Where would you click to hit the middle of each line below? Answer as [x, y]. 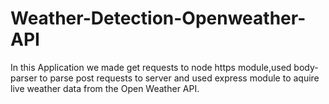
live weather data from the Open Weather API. [105, 88]
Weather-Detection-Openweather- [158, 18]
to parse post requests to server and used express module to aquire [179, 78]
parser [24, 78]
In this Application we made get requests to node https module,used [151, 67]
